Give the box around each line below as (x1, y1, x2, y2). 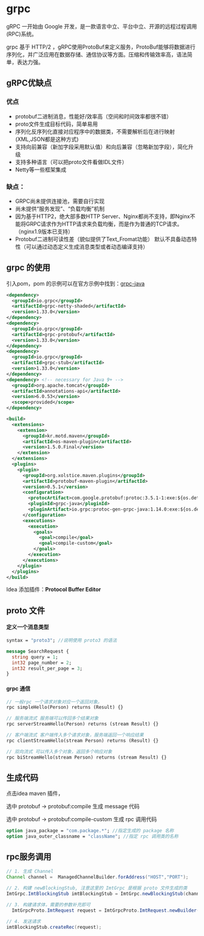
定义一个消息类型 (6, 624, 49, 631)
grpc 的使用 (6, 263, 50, 273)
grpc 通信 (6, 684, 31, 692)
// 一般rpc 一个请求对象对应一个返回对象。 (6, 698, 103, 705)
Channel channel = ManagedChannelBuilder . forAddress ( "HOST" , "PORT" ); (6, 874, 189, 880)
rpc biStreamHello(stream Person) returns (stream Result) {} (6, 754, 167, 760)
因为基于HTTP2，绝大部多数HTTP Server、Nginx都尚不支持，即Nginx (15, 212, 190, 220)
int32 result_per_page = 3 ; (12, 665, 83, 672)
